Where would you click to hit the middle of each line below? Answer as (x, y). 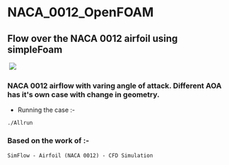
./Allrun (20, 123)
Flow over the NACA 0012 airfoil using (93, 39)
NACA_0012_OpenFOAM (81, 12)
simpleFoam (35, 49)
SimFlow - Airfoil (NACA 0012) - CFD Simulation (80, 155)
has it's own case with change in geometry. (84, 94)
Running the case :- (46, 110)
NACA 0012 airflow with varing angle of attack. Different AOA (114, 86)
